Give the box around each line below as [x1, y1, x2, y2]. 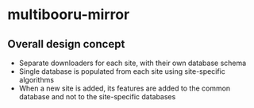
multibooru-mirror [7, 6, 130, 24]
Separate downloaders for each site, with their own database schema [18, 58, 247, 67]
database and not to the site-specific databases [18, 92, 176, 101]
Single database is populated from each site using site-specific [18, 67, 225, 76]
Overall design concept [7, 37, 125, 51]
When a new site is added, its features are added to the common [18, 83, 231, 93]
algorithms [18, 75, 55, 84]
